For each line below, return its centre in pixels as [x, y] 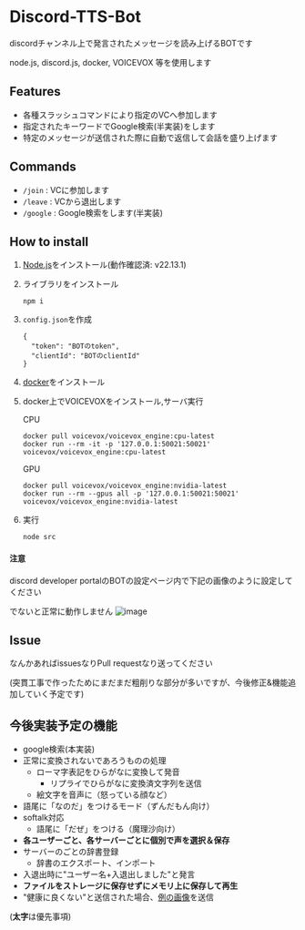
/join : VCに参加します [66, 189]
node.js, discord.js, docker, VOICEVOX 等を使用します [111, 62]
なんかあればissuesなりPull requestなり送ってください [112, 663]
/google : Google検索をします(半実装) [93, 212]
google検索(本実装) [59, 750]
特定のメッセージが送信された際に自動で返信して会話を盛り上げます [150, 138]
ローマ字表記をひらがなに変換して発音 [108, 772]
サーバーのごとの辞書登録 [71, 852]
